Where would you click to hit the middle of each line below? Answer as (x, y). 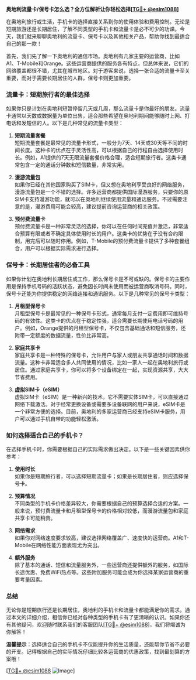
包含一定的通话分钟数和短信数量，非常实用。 (73, 165)
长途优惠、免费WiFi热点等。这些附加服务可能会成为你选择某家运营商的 (99, 572)
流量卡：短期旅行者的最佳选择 (48, 94)
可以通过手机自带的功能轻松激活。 (61, 419)
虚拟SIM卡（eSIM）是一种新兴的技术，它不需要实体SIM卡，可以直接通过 (101, 397)
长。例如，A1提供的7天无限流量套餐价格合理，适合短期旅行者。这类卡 (98, 158)
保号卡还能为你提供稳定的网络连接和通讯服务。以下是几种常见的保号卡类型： (98, 293)
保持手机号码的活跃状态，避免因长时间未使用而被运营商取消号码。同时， (103, 286)
